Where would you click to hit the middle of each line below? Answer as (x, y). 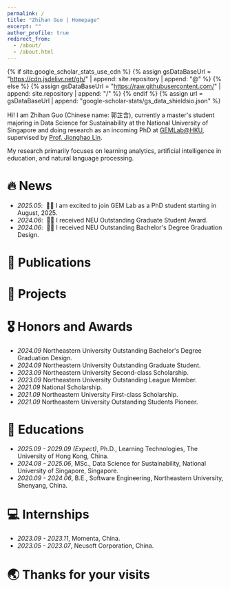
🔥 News (30, 186)
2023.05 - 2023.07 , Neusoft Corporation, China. (85, 546)
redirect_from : (29, 39)
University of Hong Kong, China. (63, 456)
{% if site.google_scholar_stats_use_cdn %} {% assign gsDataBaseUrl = (109, 71)
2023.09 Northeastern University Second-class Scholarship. (103, 373)
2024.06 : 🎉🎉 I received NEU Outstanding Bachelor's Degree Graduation (119, 227)
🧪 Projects (37, 294)
